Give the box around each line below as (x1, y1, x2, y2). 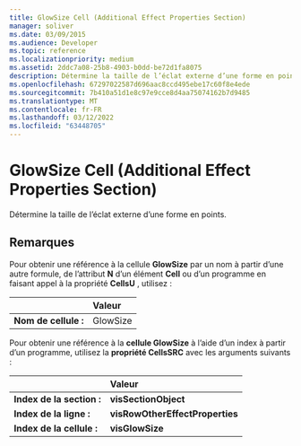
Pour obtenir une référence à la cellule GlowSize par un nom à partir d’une (9, 258, 284, 269)
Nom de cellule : (13, 314, 84, 327)
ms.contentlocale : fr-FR (9, 105, 102, 114)
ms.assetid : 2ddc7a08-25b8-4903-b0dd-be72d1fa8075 (9, 64, 202, 73)
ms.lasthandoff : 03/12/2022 (9, 113, 115, 122)
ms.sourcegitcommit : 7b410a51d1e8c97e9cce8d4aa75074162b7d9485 (9, 88, 251, 97)
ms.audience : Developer (9, 38, 99, 48)
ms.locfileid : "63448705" (9, 122, 106, 131)
